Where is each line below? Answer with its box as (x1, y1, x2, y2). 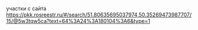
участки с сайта (6, 5, 47, 12)
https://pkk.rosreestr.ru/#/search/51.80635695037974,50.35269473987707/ (6, 11, 192, 18)
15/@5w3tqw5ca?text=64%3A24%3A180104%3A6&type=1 (6, 18, 150, 24)
